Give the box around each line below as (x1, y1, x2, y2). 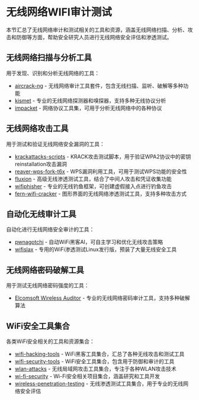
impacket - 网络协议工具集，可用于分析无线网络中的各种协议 (14, 104, 162, 112)
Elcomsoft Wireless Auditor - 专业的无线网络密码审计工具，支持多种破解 (14, 294, 191, 301)
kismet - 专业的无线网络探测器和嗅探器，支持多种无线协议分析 (14, 97, 166, 104)
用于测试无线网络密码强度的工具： (6, 282, 89, 289)
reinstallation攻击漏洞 (14, 160, 67, 167)
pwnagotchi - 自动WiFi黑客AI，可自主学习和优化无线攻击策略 (14, 239, 163, 246)
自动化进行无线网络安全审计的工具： (6, 226, 95, 233)
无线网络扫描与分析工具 (6, 53, 92, 63)
